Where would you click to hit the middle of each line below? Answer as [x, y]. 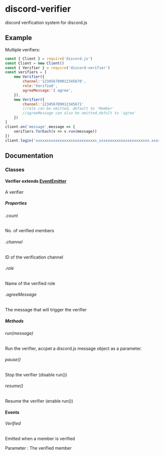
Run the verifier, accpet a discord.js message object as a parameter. [74, 348]
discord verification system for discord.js [46, 22]
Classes [15, 170]
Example [19, 38]
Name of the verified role [30, 283]
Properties [16, 203]
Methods [14, 321]
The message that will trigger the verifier [46, 310]
